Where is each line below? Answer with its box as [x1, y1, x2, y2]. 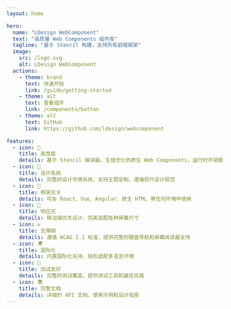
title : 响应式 [19, 208, 57, 215]
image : [12, 48, 32, 55]
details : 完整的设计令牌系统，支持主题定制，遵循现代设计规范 [19, 176, 175, 183]
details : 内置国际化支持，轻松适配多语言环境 [19, 253, 134, 260]
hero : [6, 22, 22, 30]
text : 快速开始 [24, 80, 65, 87]
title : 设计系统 [19, 170, 61, 177]
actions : [12, 67, 38, 74]
